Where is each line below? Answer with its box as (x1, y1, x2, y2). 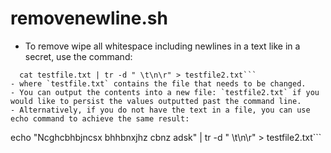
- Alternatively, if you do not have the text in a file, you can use (10, 105, 311, 115)
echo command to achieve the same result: (10, 113, 190, 124)
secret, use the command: (24, 50, 133, 62)
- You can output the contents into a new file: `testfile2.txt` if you (10, 87, 320, 97)
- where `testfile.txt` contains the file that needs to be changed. (10, 78, 307, 89)
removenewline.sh (10, 7, 168, 30)
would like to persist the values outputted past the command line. (10, 96, 302, 106)
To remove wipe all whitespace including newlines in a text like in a (24, 40, 301, 52)
